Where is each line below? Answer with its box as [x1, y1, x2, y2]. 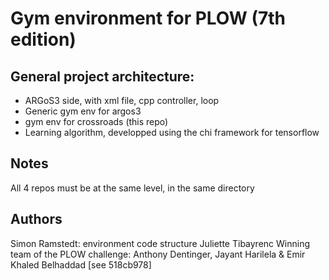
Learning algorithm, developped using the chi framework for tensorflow [24, 127, 320, 138]
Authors [10, 211, 63, 228]
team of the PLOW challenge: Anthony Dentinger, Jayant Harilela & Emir [10, 248, 306, 260]
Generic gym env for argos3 [24, 105, 142, 117]
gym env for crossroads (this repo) [24, 116, 169, 127]
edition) [10, 28, 77, 51]
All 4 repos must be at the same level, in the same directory [10, 182, 255, 194]
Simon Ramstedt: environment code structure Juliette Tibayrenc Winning [10, 237, 310, 249]
